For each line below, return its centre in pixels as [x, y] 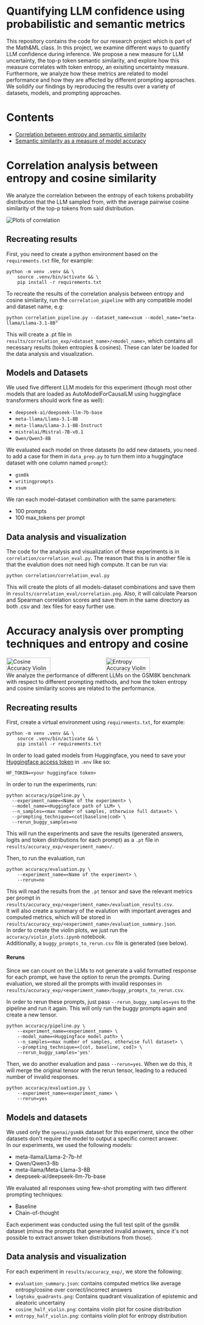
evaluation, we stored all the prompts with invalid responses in [84, 984]
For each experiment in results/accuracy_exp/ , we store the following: [94, 1271]
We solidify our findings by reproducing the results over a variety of [91, 86]
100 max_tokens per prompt [50, 518]
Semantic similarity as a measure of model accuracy [80, 141]
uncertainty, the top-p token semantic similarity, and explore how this [93, 60]
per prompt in [23, 898]
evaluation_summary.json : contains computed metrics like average [98, 1283]
